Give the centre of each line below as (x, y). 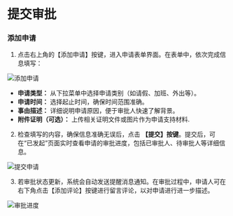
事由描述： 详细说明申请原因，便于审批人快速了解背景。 (98, 111)
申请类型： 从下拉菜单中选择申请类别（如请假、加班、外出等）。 (109, 93)
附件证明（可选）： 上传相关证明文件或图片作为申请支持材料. (104, 119)
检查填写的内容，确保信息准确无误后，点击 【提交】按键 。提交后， (113, 135)
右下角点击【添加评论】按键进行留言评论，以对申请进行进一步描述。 (115, 191)
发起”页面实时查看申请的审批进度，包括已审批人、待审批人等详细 (126, 143)
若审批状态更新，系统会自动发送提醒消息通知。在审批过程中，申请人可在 (121, 182)
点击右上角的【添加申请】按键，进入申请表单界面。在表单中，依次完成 (119, 55)
